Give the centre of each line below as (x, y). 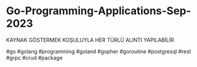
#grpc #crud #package (35, 58)
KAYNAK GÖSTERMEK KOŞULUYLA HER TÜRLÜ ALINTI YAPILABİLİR (90, 40)
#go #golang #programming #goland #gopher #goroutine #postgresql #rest (98, 51)
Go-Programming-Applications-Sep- (98, 11)
